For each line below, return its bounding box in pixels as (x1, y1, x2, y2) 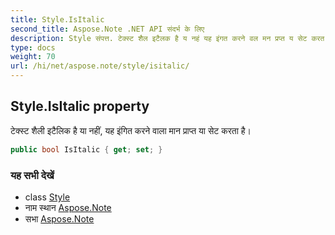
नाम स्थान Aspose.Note (24, 201, 112, 213)
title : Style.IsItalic (10, 14, 105, 25)
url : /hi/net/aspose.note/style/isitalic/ (10, 61, 190, 71)
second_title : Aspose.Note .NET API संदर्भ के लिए (10, 24, 205, 34)
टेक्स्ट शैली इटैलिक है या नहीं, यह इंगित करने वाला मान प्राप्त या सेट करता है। (10, 124, 252, 136)
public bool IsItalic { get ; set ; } (10, 144, 163, 155)
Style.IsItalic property (10, 98, 150, 115)
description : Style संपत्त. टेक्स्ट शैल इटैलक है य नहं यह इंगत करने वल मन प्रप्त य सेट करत (10, 33, 325, 43)
